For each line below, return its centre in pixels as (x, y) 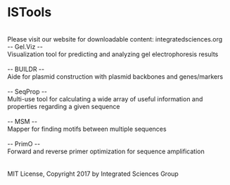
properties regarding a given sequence (64, 106)
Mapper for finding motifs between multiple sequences (87, 129)
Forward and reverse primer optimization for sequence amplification (106, 151)
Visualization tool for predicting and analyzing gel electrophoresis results (113, 54)
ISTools (30, 12)
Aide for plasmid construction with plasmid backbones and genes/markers (115, 76)
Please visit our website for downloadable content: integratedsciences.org (115, 39)
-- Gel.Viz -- (25, 46)
